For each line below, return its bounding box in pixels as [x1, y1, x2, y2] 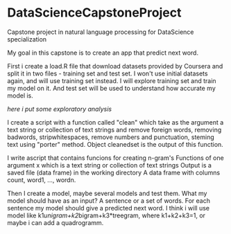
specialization [7, 35, 47, 43]
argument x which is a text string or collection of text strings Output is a [7, 161, 212, 169]
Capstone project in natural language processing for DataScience [7, 28, 194, 36]
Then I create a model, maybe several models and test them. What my [7, 189, 207, 197]
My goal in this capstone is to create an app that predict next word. [7, 48, 199, 57]
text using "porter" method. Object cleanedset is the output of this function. [7, 140, 223, 148]
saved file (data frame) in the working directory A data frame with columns [7, 168, 221, 177]
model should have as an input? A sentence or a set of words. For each [7, 196, 210, 205]
